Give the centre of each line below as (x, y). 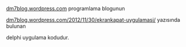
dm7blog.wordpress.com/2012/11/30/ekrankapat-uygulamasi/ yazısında (93, 20)
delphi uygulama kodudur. (38, 37)
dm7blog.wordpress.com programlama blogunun (66, 9)
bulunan (16, 26)
